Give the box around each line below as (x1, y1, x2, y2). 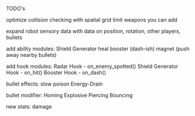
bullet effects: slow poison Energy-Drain (6, 80, 103, 87)
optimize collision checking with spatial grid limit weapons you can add (6, 16, 177, 23)
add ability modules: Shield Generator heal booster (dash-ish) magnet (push (6, 45, 190, 52)
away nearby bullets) (6, 52, 57, 58)
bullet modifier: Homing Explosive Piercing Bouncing (6, 92, 133, 98)
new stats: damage (6, 103, 52, 110)
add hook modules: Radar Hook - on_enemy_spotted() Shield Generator (6, 63, 179, 70)
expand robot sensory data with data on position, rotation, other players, (6, 28, 181, 35)
